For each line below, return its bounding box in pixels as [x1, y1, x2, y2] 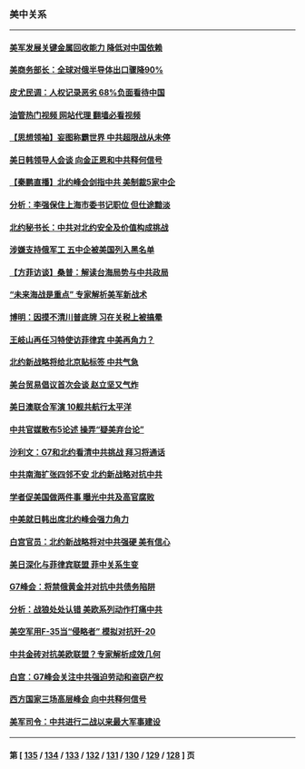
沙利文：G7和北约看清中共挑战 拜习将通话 [9, 447, 165, 458]
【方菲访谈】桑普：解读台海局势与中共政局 [9, 266, 169, 278]
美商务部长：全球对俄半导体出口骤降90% [9, 64, 163, 75]
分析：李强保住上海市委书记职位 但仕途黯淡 [9, 200, 171, 211]
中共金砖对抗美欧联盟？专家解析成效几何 [9, 648, 161, 659]
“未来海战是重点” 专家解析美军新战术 [9, 289, 148, 301]
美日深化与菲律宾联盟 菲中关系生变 [9, 558, 139, 569]
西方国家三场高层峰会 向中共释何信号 [9, 694, 147, 705]
